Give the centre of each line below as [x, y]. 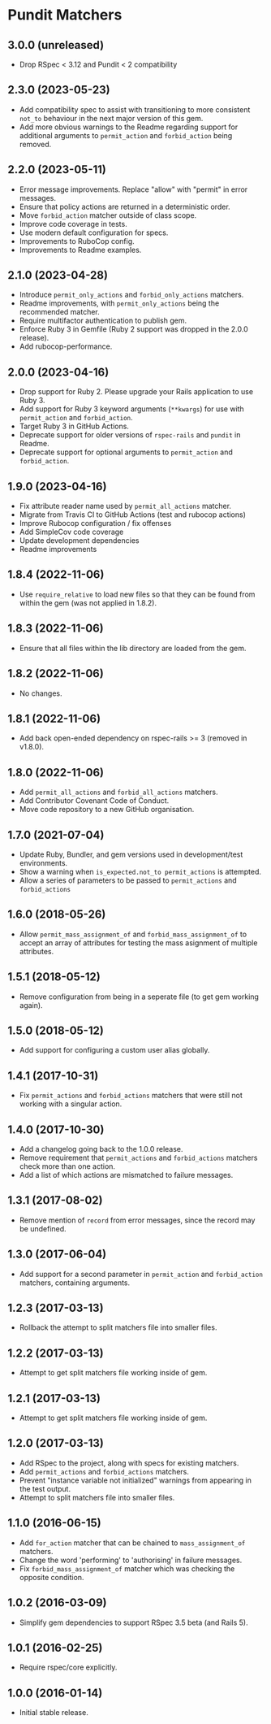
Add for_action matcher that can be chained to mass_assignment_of [132, 1543]
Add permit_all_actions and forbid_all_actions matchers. [118, 792]
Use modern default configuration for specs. [94, 232]
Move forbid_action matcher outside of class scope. [108, 215]
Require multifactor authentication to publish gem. [103, 321]
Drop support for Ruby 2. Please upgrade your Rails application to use [136, 392]
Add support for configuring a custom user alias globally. [114, 1050]
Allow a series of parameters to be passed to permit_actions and [128, 880]
